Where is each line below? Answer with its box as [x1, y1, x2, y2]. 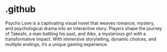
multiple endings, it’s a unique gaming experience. [5, 41, 108, 47]
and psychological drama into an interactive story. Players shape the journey [5, 25, 163, 31]
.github [5, 3, 36, 15]
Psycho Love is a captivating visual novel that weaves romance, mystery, [5, 20, 155, 26]
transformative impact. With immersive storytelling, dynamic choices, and [5, 36, 157, 42]
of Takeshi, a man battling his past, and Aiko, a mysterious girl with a [5, 30, 146, 36]
